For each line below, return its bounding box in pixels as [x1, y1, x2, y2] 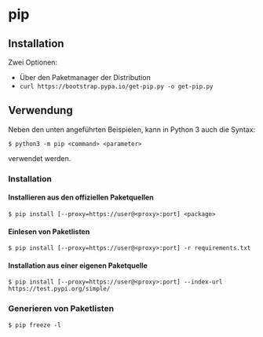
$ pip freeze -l [8, 321, 61, 329]
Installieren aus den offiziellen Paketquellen [8, 192, 155, 202]
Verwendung [8, 104, 73, 117]
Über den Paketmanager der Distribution [19, 73, 151, 82]
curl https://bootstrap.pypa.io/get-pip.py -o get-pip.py [19, 82, 214, 90]
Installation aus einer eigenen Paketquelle [8, 261, 148, 270]
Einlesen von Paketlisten [8, 226, 90, 236]
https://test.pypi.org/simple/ [8, 285, 111, 293]
